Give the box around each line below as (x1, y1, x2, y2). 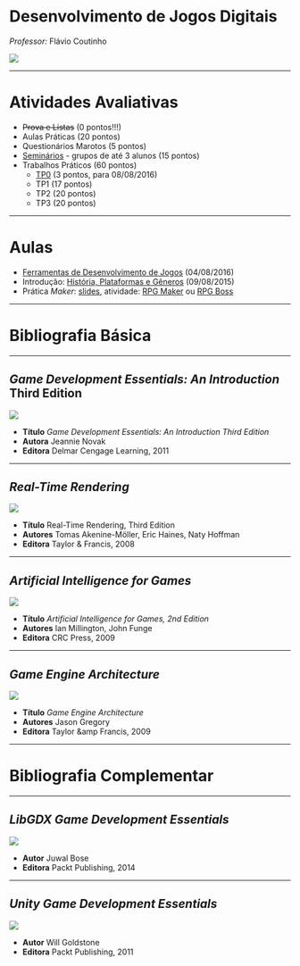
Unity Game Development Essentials (9, 896, 218, 912)
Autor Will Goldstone (21, 937, 100, 947)
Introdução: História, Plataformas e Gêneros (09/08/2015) (21, 276, 235, 287)
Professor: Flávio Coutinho (9, 36, 107, 46)
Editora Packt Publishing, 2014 (21, 862, 136, 872)
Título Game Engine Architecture (21, 707, 145, 718)
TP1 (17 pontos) (35, 179, 93, 189)
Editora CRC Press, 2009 (21, 632, 116, 644)
